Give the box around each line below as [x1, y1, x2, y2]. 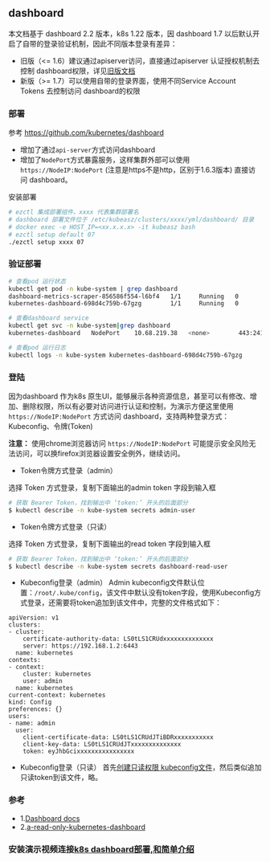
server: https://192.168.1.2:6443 [22, 642, 138, 650]
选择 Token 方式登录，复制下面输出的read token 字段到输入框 [8, 538, 211, 549]
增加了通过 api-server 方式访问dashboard [19, 145, 156, 155]
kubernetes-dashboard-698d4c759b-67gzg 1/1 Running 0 [8, 300, 239, 308]
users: [8, 713, 31, 721]
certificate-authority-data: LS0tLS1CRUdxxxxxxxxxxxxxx [22, 635, 215, 643]
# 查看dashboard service [8, 314, 89, 322]
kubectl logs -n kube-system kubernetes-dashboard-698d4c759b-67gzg [8, 351, 243, 359]
